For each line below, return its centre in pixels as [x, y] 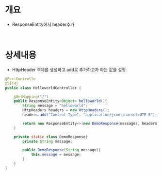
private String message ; [48, 141]
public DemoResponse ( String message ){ [62, 150]
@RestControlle [20, 79]
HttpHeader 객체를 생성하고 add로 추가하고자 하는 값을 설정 [69, 70]
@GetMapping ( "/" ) [31, 97]
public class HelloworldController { [43, 88]
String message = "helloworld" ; [55, 106]
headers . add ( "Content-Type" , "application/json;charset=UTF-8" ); [90, 115]
